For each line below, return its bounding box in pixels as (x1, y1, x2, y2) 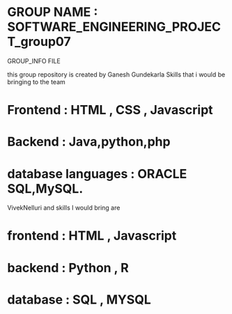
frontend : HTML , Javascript (7, 228, 177, 244)
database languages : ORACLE (7, 166, 187, 182)
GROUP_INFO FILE (7, 56, 61, 65)
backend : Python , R (7, 260, 129, 276)
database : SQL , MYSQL (7, 292, 151, 307)
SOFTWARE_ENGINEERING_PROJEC (7, 19, 222, 35)
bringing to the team (7, 77, 66, 86)
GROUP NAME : (7, 4, 98, 20)
